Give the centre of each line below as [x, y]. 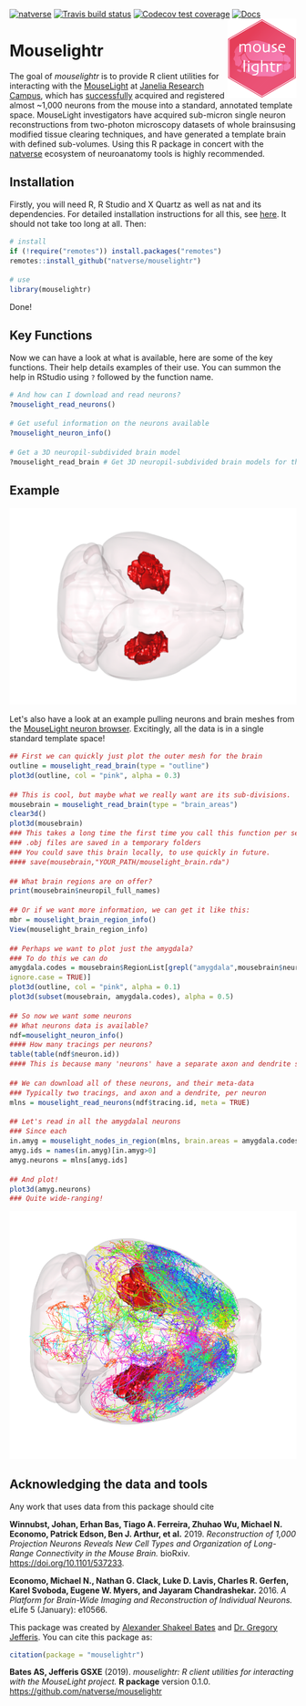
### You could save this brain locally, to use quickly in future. [140, 853]
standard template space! [57, 739]
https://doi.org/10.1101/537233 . [67, 1563]
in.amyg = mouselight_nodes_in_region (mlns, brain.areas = [124, 1141]
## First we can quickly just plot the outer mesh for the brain [136, 757]
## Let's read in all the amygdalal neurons [95, 1122]
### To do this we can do [58, 958]
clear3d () [28, 814]
